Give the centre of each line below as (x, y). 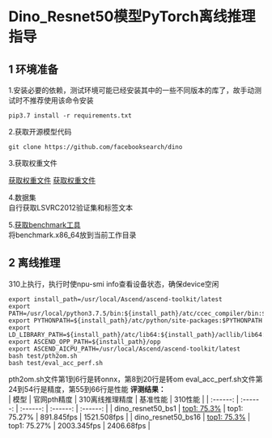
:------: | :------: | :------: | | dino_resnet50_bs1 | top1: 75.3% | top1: (132, 408)
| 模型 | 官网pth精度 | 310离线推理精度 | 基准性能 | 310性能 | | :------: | (123, 399)
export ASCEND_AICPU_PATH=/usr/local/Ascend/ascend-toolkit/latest (125, 349)
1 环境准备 (34, 69)
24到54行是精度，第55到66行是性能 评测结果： (87, 389)
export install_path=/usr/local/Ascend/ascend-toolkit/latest (115, 299)
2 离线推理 (34, 263)
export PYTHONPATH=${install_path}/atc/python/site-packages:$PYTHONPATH (136, 321)
